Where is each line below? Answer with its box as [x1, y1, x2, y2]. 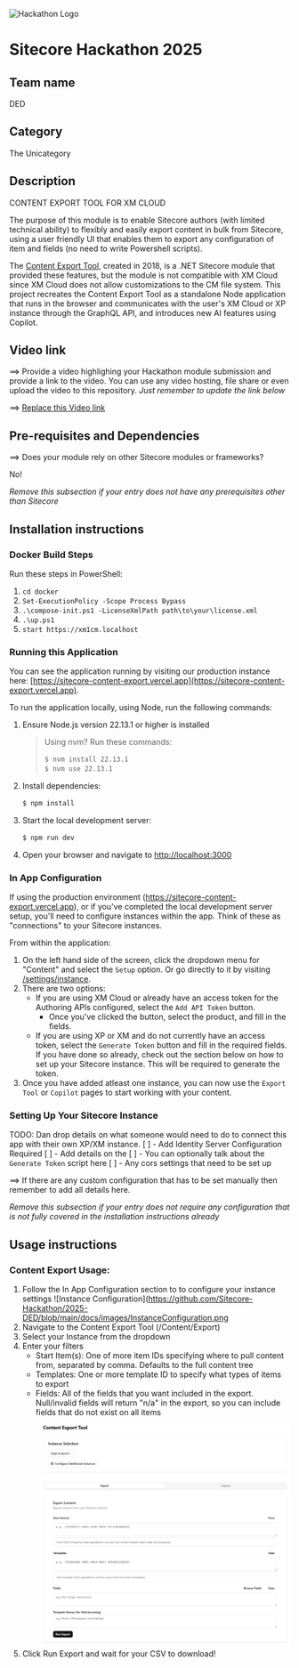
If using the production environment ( [9, 892, 146, 903]
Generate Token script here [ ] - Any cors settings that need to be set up [9, 1158, 272, 1169]
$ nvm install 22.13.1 [44, 755, 129, 765]
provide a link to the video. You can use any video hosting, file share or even [9, 376, 289, 386]
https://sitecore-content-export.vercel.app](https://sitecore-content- [32, 676, 286, 686]
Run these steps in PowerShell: [9, 568, 123, 579]
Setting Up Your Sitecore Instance [9, 1109, 158, 1121]
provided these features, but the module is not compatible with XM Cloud [9, 270, 279, 280]
